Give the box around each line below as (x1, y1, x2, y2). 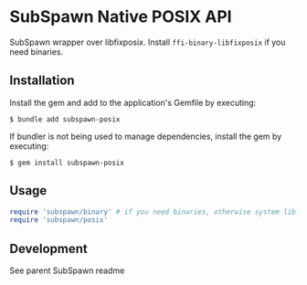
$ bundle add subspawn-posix (9, 114, 121, 124)
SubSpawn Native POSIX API (9, 6, 232, 27)
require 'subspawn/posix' (9, 216, 108, 225)
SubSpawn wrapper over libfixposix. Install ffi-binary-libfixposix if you (9, 37, 286, 47)
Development (9, 240, 89, 257)
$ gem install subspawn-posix (9, 158, 125, 167)
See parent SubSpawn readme (9, 265, 125, 276)
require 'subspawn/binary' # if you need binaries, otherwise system (9, 207, 281, 216)
